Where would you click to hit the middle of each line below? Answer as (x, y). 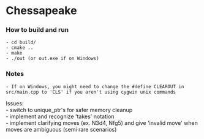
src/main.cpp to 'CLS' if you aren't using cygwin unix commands (91, 92)
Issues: (15, 103)
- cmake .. (20, 48)
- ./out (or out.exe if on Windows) (52, 59)
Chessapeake (41, 11)
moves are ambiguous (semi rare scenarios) (61, 129)
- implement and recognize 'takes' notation (60, 116)
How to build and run (37, 30)
